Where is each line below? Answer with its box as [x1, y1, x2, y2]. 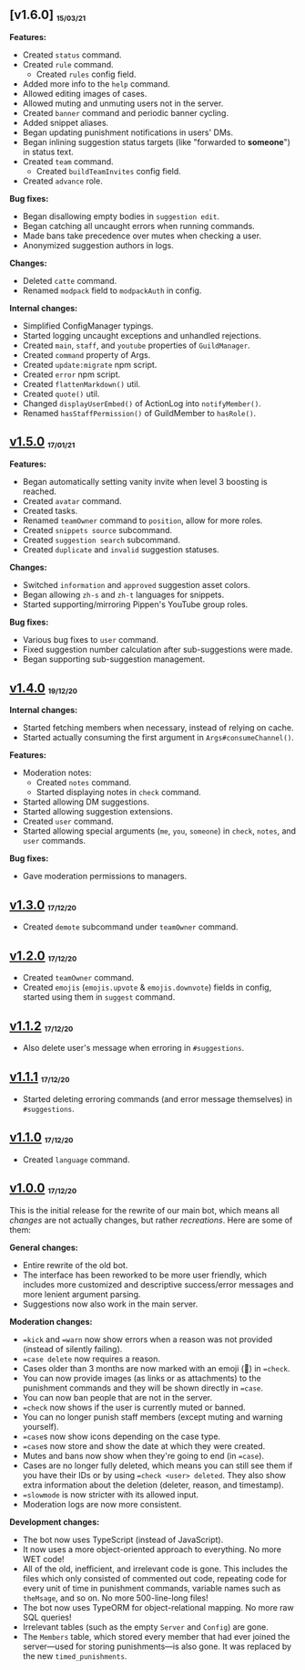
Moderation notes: [22, 767, 92, 779]
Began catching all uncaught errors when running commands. [22, 221, 255, 232]
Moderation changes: [9, 1316, 93, 1327]
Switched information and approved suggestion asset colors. [22, 580, 250, 591]
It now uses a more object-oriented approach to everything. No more [22, 1543, 282, 1555]
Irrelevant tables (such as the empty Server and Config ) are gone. [22, 1621, 269, 1633]
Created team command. [22, 156, 114, 167]
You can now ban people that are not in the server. [22, 1392, 213, 1402]
